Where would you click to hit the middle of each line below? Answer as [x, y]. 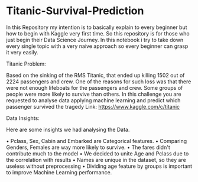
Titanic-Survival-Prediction [75, 11]
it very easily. [22, 52]
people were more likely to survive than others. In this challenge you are [94, 94]
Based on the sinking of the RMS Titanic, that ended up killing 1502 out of [95, 75]
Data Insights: [23, 118]
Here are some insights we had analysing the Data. [68, 129]
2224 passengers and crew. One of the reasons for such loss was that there [99, 82]
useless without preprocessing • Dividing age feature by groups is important [99, 166]
